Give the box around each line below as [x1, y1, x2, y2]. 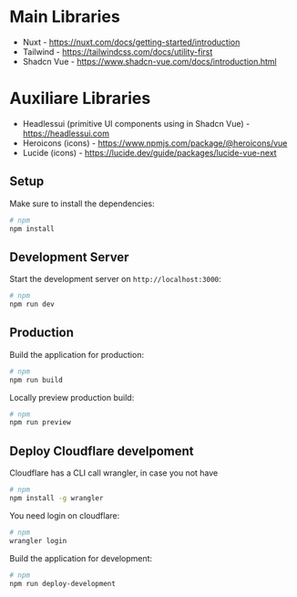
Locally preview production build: [9, 392, 135, 403]
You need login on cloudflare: [9, 509, 120, 521]
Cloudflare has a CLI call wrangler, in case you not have [9, 467, 219, 478]
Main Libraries [9, 6, 120, 27]
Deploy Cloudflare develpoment [9, 443, 194, 458]
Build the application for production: [9, 349, 144, 360]
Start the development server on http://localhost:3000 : [9, 274, 221, 285]
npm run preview [9, 418, 71, 427]
